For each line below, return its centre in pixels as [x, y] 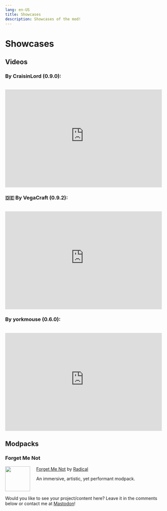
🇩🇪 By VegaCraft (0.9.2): [37, 198]
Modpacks [22, 444]
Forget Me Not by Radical [62, 469]
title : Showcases [23, 14]
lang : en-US [17, 10]
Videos [16, 62]
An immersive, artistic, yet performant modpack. [86, 479]
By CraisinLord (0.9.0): [33, 76]
